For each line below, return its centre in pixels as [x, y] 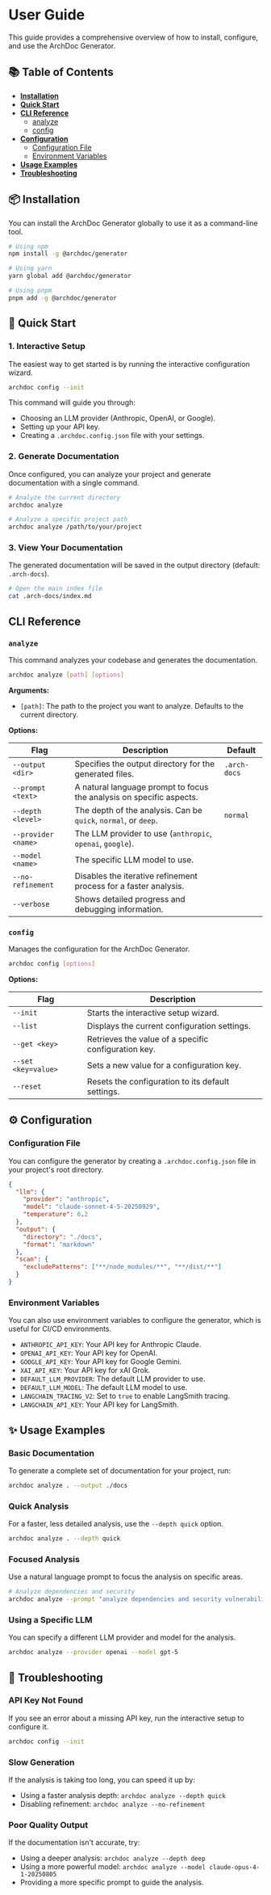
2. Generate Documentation [64, 457]
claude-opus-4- [235, 1868]
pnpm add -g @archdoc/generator [63, 298]
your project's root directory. [56, 1169]
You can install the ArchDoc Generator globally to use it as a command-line [133, 223]
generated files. [104, 773]
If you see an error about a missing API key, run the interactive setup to [126, 1718]
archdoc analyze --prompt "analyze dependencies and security [115, 1599]
